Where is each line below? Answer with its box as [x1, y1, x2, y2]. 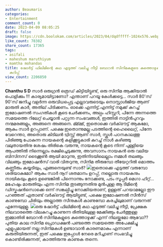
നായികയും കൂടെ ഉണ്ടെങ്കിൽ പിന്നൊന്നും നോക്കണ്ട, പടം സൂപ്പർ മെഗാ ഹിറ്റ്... [5, 175, 154, 182]
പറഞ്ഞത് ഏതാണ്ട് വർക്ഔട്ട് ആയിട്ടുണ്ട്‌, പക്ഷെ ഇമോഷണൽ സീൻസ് [5, 192, 147, 198]
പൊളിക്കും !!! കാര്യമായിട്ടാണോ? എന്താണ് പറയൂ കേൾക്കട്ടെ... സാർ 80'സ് [5, 93, 152, 99]
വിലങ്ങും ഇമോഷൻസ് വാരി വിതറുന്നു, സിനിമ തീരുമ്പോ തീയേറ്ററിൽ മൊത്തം [5, 158, 155, 165]
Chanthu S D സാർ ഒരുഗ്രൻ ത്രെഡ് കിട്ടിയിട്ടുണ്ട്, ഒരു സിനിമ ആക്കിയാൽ [5, 88, 147, 93]
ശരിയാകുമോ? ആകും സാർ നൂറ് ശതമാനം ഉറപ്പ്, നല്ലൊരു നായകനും [5, 170, 140, 176]
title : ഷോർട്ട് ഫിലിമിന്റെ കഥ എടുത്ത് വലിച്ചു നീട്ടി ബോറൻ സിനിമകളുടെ [5, 66, 138, 71]
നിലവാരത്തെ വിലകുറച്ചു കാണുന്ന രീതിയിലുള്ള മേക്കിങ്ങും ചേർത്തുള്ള [5, 209, 137, 215]
